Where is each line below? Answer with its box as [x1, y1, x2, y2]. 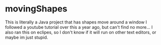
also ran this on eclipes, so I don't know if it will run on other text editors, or [5, 29, 157, 35]
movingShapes [5, 3, 67, 14]
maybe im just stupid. [5, 34, 48, 40]
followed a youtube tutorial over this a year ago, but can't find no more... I [5, 24, 153, 30]
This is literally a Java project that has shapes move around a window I [5, 19, 147, 25]
